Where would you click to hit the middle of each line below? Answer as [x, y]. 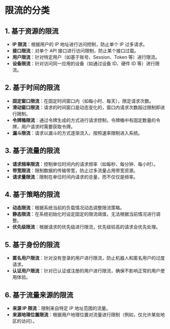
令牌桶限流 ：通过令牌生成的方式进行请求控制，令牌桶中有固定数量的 [84, 120]
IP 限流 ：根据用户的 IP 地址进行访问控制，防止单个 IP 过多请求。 [80, 44]
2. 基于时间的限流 [32, 88]
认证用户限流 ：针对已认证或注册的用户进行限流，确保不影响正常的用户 [86, 271]
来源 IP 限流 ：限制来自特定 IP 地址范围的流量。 [61, 309]
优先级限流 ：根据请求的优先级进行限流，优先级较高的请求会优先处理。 [86, 227]
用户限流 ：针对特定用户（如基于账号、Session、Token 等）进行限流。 [86, 57]
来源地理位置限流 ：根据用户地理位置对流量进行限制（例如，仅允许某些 [86, 315]
